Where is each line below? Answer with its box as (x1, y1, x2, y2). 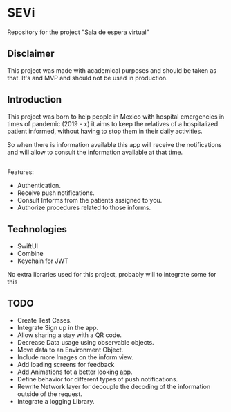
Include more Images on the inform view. (17, 352, 133, 361)
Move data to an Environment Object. (17, 345, 124, 354)
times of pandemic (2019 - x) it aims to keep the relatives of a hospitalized (7, 119, 219, 128)
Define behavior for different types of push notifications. (17, 375, 178, 383)
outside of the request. (17, 390, 83, 398)
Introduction (7, 94, 62, 105)
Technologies (7, 223, 68, 235)
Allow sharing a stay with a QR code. (17, 331, 122, 339)
